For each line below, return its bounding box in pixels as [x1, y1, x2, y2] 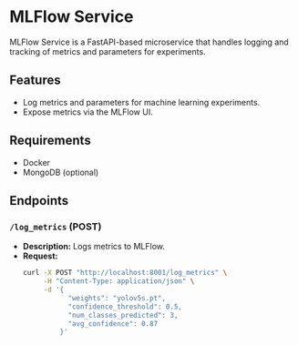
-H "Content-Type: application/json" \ [43, 277, 195, 286]
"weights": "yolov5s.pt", [67, 293, 167, 302]
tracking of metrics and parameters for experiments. [9, 46, 207, 56]
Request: [22, 250, 58, 261]
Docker [22, 157, 51, 167]
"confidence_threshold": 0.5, [67, 302, 182, 311]
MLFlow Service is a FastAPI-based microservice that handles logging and [9, 36, 289, 47]
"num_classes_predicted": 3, [67, 310, 179, 320]
